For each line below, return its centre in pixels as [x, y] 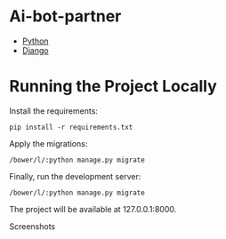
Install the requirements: [53, 111]
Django [35, 50]
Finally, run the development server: [75, 176]
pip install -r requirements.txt [71, 127]
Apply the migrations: [48, 143]
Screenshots [32, 226]
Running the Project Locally [113, 87]
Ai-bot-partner [65, 16]
